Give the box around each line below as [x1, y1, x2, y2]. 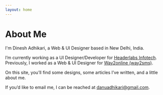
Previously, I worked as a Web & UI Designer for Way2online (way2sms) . [5, 60, 153, 66]
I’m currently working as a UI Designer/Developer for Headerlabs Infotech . [5, 54, 158, 60]
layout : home [5, 7, 32, 12]
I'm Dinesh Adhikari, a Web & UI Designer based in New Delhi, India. [5, 45, 145, 51]
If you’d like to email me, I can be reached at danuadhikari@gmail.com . [5, 84, 150, 90]
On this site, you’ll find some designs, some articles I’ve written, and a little [5, 69, 158, 75]
